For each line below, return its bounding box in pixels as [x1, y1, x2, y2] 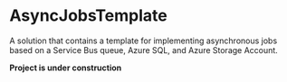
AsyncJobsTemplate [9, 5, 167, 26]
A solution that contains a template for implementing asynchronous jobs [9, 35, 278, 46]
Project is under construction [9, 62, 122, 73]
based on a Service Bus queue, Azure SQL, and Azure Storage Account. [9, 44, 278, 55]
